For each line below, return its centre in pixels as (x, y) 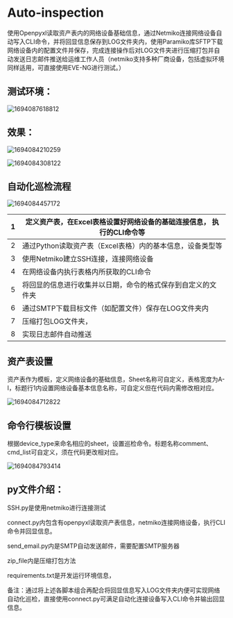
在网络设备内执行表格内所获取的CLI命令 (86, 272)
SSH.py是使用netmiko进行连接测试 (57, 508)
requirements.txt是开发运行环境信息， (61, 575)
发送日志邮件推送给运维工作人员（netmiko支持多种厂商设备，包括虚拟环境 (119, 59)
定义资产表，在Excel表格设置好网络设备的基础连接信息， (118, 222)
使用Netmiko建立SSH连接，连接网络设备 (88, 259)
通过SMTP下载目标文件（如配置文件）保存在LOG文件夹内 (115, 308)
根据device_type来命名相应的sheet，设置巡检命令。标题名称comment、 (110, 443)
